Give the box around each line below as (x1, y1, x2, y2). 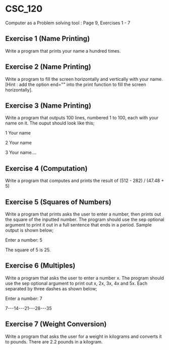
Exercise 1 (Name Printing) (5, 34, 90, 43)
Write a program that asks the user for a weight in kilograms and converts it (5, 333, 162, 339)
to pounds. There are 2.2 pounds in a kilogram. (5, 338, 103, 344)
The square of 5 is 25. (5, 247, 51, 253)
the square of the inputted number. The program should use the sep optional (5, 216, 165, 223)
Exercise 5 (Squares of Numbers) (5, 198, 112, 206)
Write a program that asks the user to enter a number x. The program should (5, 275, 164, 281)
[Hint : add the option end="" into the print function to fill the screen (5, 81, 146, 88)
